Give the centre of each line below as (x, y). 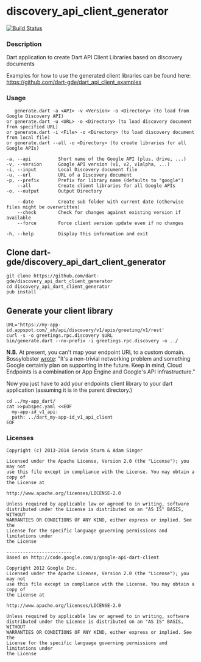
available (19, 218)
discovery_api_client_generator (87, 11)
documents (20, 64)
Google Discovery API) (35, 116)
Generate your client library (60, 311)
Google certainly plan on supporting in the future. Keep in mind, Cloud (94, 366)
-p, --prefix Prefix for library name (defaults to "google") (95, 180)
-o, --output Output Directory (54, 191)
